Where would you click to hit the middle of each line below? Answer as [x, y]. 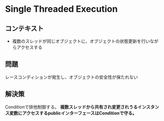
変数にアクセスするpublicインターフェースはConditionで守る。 [73, 113]
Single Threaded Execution [61, 9]
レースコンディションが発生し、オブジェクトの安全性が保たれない [72, 77]
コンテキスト [25, 28]
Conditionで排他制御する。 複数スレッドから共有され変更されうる [71, 107]
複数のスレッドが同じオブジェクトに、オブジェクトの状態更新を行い [81, 41]
